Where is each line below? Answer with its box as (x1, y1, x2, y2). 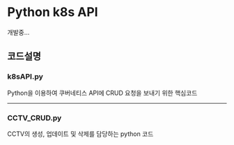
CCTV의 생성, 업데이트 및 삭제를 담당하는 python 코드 (7, 130, 154, 138)
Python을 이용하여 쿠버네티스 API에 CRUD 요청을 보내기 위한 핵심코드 (7, 89, 198, 97)
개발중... (7, 28, 30, 36)
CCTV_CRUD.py (7, 113, 62, 123)
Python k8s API (7, 4, 99, 20)
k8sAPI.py (7, 72, 44, 82)
